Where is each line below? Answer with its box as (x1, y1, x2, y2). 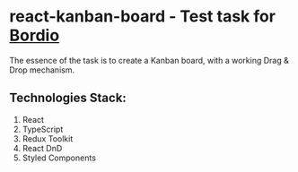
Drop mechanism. (9, 64, 74, 75)
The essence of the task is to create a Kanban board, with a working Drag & (9, 55, 289, 65)
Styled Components (22, 152, 97, 163)
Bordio (9, 25, 60, 46)
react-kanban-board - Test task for (9, 6, 276, 27)
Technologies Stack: (9, 90, 127, 106)
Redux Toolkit (22, 133, 74, 144)
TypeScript (22, 124, 64, 134)
